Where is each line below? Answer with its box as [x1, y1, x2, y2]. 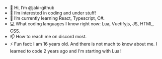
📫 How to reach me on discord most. [9, 34, 87, 39]
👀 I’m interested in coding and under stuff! [9, 10, 96, 16]
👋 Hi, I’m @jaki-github [9, 5, 55, 10]
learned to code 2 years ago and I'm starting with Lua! [9, 48, 121, 54]
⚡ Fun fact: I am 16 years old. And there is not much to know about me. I [9, 41, 158, 47]
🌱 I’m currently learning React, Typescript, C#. [9, 15, 105, 21]
